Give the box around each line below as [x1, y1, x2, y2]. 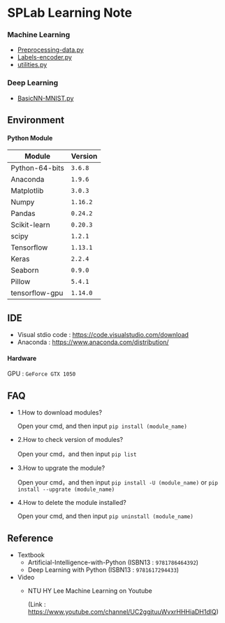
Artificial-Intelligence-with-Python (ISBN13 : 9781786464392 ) [27, 558, 199, 567]
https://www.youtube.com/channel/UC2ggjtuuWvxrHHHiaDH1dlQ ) [27, 608, 219, 616]
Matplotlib [10, 186, 44, 196]
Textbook [17, 551, 45, 559]
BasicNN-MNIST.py [17, 94, 74, 102]
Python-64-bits [10, 163, 64, 173]
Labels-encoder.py [17, 53, 72, 62]
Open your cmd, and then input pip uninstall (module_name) [17, 512, 194, 520]
